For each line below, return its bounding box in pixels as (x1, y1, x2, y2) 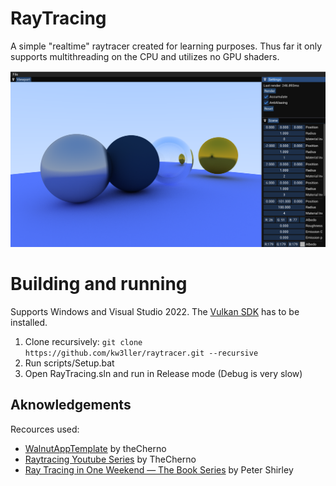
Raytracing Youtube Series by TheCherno (24, 453, 197, 465)
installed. (10, 316, 48, 328)
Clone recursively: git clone (24, 335, 143, 347)
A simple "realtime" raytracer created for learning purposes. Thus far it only (10, 40, 323, 52)
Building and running (10, 273, 188, 296)
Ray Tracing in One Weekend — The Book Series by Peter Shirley (24, 463, 294, 476)
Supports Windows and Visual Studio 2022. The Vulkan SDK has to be (10, 305, 300, 317)
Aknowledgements (10, 397, 132, 414)
